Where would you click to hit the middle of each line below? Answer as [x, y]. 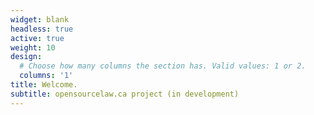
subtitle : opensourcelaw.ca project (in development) [125, 94]
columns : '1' [46, 76]
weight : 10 [33, 47]
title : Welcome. [44, 85]
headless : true [42, 29]
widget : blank [40, 19]
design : [26, 57]
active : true [37, 38]
